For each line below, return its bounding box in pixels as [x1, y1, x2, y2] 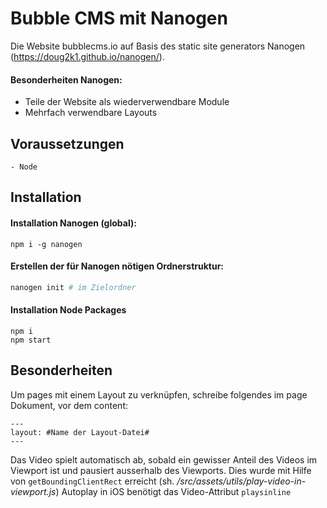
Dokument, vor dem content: [10, 399, 128, 411]
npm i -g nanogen [10, 239, 83, 249]
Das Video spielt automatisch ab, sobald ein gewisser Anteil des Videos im [10, 453, 318, 466]
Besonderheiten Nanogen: [10, 73, 123, 86]
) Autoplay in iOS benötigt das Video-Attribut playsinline [55, 485, 292, 497]
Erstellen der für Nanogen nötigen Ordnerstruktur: [10, 260, 225, 272]
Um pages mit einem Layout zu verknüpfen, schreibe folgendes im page [10, 388, 308, 401]
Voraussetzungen [10, 135, 125, 152]
